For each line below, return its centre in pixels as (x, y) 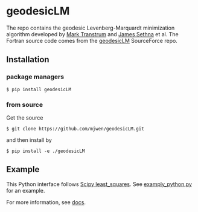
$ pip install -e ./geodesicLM (46, 151)
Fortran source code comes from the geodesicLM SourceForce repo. (92, 40)
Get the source (25, 117)
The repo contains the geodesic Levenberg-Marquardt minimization (91, 28)
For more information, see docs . (46, 202)
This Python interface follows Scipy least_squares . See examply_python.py (99, 184)
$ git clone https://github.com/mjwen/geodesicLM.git (75, 129)
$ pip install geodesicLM (39, 89)
